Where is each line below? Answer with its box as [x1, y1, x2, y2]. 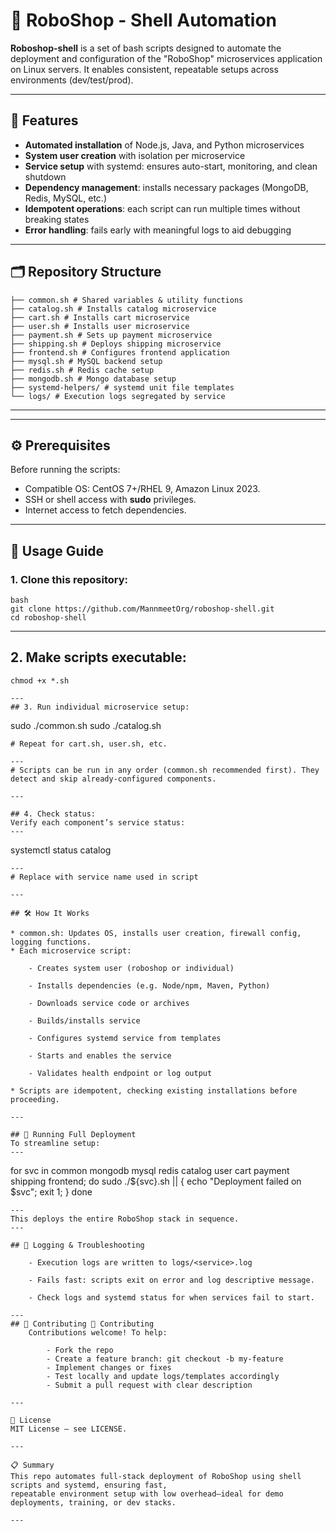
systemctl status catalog [10, 844, 112, 856]
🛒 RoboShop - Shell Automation [10, 9, 277, 32]
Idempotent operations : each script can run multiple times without [24, 202, 301, 214]
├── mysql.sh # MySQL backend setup [10, 356, 163, 366]
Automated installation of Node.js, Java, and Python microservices [24, 139, 305, 151]
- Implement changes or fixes [46, 1362, 172, 1373]
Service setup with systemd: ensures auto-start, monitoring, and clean [24, 160, 318, 172]
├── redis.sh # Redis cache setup [10, 365, 155, 375]
